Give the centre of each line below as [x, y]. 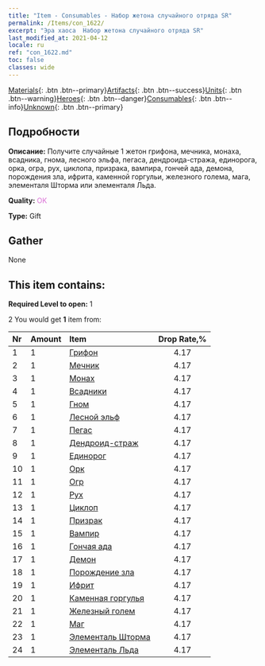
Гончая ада [90, 547]
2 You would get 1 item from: [55, 320]
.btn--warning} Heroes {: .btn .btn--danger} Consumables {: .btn [110, 98]
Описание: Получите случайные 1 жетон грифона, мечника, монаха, [125, 151]
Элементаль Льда [104, 650]
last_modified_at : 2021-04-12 [58, 38]
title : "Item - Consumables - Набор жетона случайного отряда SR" [120, 16]
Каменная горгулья [106, 598]
